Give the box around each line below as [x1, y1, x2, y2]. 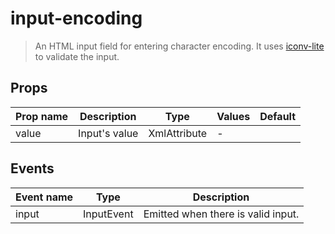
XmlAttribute [148, 126, 208, 140]
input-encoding [10, 7, 143, 30]
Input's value [78, 126, 139, 140]
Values [216, 109, 251, 123]
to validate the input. [34, 50, 120, 62]
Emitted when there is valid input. [143, 207, 300, 221]
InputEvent [83, 207, 134, 221]
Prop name [15, 109, 69, 123]
